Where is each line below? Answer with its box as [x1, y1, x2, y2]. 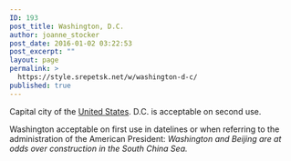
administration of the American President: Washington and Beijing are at [9, 133, 282, 144]
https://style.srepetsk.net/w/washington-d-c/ [17, 73, 198, 82]
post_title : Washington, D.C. [9, 22, 125, 31]
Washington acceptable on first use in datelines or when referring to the [9, 124, 280, 135]
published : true [9, 81, 71, 90]
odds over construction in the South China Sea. [9, 143, 189, 154]
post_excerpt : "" [9, 47, 76, 56]
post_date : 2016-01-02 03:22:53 [9, 38, 132, 48]
